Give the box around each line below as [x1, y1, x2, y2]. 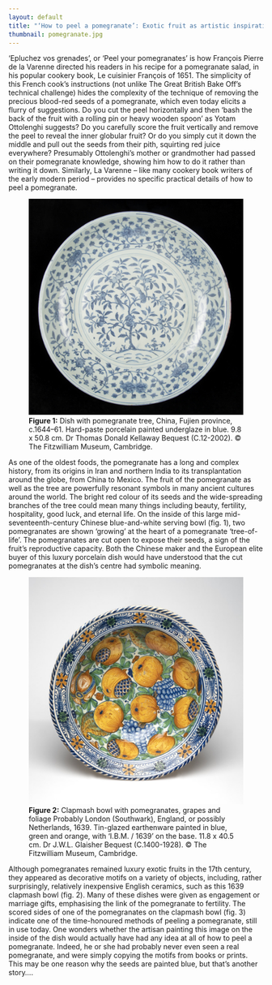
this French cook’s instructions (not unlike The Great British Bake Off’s [8, 80, 241, 89]
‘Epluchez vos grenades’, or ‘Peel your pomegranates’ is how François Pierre [8, 54, 264, 63]
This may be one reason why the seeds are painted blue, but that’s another [8, 959, 258, 969]
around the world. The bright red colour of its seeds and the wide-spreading [8, 492, 263, 501]
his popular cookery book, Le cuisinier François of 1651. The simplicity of [8, 71, 252, 80]
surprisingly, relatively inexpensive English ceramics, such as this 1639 [8, 881, 244, 892]
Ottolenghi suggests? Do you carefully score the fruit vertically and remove [8, 123, 259, 132]
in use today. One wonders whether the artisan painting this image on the [8, 925, 253, 935]
